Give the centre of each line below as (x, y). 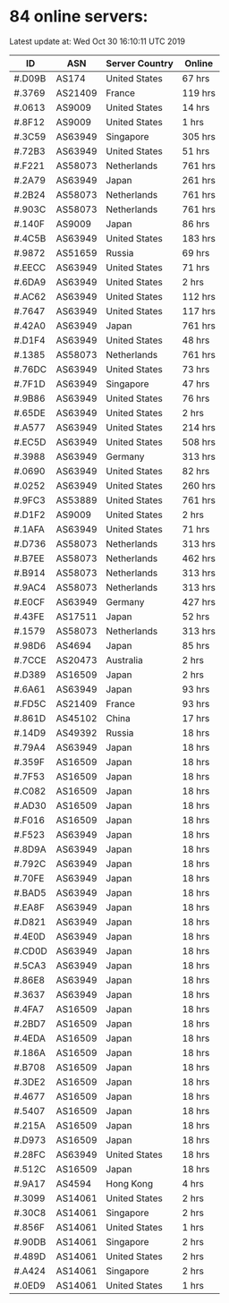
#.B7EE (29, 558)
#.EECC (30, 268)
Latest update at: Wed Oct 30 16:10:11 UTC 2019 (98, 41)
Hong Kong (130, 1183)
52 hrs (196, 617)
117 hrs (199, 311)
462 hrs (199, 558)
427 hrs (199, 601)
